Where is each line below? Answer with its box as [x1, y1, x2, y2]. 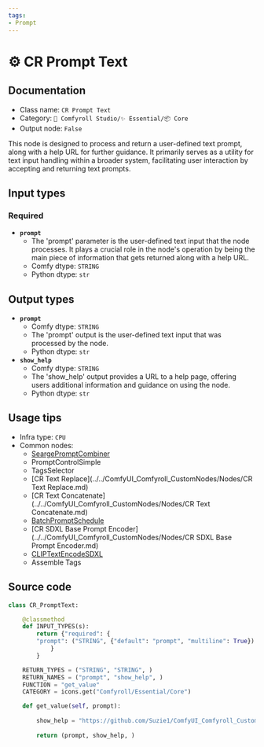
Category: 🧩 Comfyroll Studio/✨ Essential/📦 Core [19, 113, 189, 123]
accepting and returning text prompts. [8, 164, 131, 173]
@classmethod [22, 615, 65, 624]
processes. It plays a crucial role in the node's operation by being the [31, 245, 255, 254]
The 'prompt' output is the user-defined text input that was [31, 330, 222, 339]
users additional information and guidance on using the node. [31, 381, 230, 389]
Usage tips [8, 411, 62, 425]
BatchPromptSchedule [31, 516, 104, 525]
